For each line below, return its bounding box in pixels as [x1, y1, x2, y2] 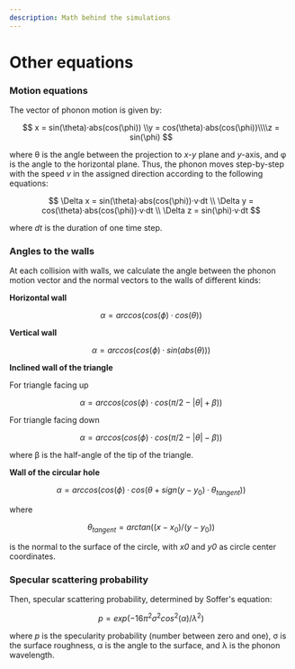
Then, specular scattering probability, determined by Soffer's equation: [9, 594, 273, 605]
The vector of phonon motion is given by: [9, 105, 162, 115]
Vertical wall [9, 327, 58, 338]
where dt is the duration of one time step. [9, 223, 163, 234]
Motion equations [9, 84, 88, 96]
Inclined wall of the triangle [9, 362, 114, 373]
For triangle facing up [9, 380, 89, 390]
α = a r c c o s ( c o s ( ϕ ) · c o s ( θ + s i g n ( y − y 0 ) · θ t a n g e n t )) [56, 484, 246, 498]
